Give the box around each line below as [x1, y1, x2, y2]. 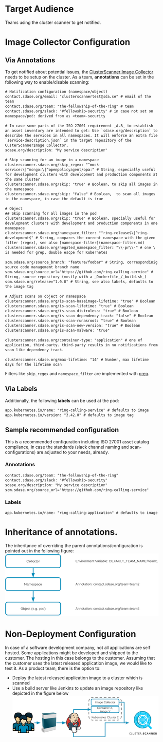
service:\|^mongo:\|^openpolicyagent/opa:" [5, 167, 95, 172]
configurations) [5, 449, 36, 455]
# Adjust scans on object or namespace [5, 294, 86, 299]
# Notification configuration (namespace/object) [5, 89, 108, 94]
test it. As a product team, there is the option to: [5, 665, 101, 671]
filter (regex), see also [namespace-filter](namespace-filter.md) [5, 240, 145, 245]
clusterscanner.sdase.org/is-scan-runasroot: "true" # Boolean [5, 318, 136, 323]
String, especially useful [100, 167, 156, 172]
